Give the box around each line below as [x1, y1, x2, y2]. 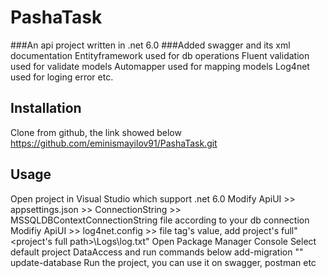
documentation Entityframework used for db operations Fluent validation [10, 49, 310, 61]
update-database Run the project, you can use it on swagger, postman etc [10, 256, 317, 268]
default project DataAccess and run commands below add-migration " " [10, 246, 304, 258]
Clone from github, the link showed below [10, 126, 182, 138]
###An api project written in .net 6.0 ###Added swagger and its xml [10, 39, 291, 51]
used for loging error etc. [10, 71, 114, 83]
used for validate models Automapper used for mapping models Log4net [10, 60, 310, 72]
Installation [10, 100, 82, 117]
